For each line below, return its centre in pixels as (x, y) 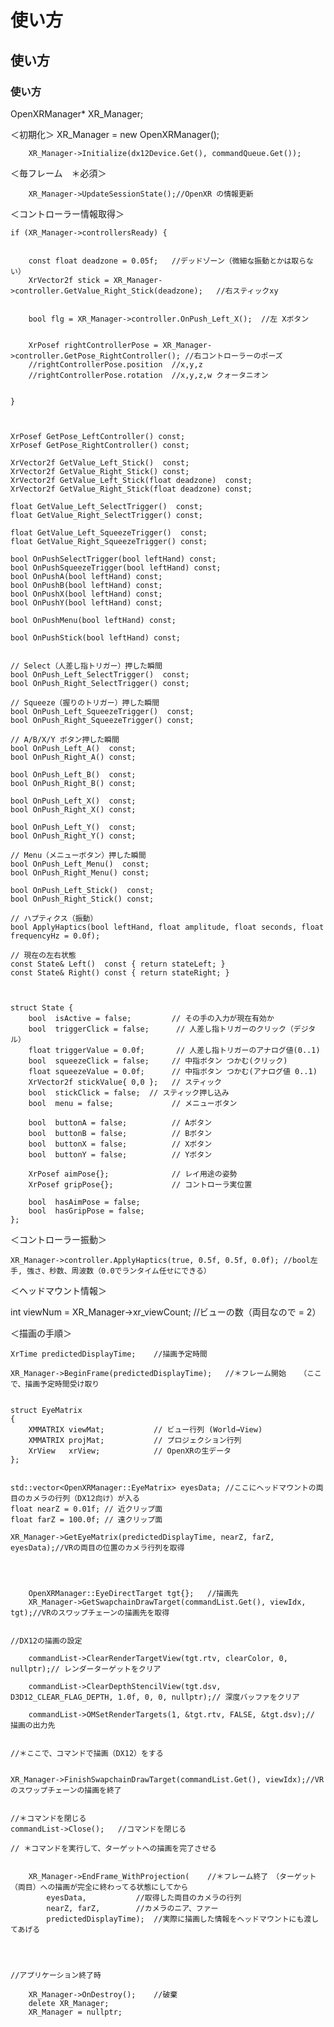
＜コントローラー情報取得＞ (67, 213)
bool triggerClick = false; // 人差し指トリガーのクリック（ (161, 1029)
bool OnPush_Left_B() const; (73, 774)
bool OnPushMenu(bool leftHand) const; (93, 620)
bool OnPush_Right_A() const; (73, 757)
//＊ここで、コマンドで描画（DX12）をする (87, 1753)
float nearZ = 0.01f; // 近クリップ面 (86, 1509)
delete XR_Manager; (69, 2003)
